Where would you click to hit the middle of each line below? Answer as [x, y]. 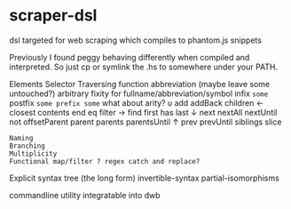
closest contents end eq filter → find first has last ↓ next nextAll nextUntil [143, 112]
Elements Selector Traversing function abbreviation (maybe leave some [140, 84]
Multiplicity [33, 153]
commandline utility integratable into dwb [85, 195]
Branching [28, 146]
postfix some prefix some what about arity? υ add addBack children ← [137, 102]
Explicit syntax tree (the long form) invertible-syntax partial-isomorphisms [144, 178]
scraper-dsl [53, 16]
